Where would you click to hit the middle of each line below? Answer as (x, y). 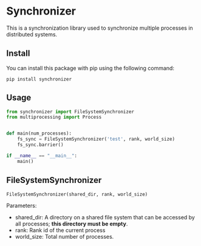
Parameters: (22, 206)
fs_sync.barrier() (40, 145)
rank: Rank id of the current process (60, 230)
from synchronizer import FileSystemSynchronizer (70, 111)
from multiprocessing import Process (54, 117)
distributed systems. (32, 34)
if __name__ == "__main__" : (42, 156)
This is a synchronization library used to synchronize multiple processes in (100, 28)
